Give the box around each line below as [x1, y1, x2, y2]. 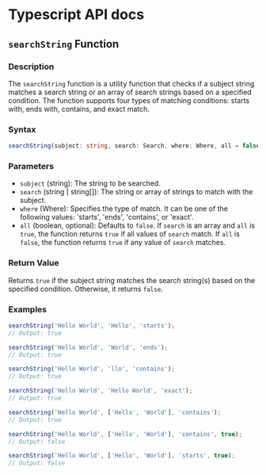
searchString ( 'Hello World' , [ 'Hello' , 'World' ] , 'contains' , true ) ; [8, 430, 243, 438]
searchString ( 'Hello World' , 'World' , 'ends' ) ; [8, 343, 169, 351]
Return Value [8, 258, 59, 269]
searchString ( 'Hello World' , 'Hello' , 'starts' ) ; [8, 321, 176, 330]
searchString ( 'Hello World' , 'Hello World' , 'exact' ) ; [8, 387, 193, 395]
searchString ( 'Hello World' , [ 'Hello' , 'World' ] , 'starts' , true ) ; [8, 452, 236, 460]
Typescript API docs [8, 6, 145, 24]
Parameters [8, 160, 54, 171]
